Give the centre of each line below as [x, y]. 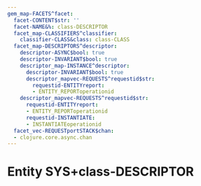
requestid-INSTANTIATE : [61, 117]
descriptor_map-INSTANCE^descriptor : [75, 66]
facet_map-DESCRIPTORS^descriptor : [65, 46]
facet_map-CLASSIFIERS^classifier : [65, 33]
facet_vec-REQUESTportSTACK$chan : [64, 131]
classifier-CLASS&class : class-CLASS [75, 40]
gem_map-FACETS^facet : [40, 14]
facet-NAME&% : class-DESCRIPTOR [61, 27]
